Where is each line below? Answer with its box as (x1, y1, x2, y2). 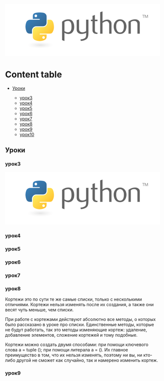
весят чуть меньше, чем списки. (5, 307, 74, 313)
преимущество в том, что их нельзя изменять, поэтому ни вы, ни (5, 352, 142, 358)
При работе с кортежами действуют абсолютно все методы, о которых (5, 316, 156, 322)
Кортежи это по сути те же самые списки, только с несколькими (5, 296, 142, 302)
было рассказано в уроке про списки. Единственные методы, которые (5, 322, 154, 328)
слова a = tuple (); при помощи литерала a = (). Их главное (5, 347, 129, 353)
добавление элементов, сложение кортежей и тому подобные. (5, 332, 138, 338)
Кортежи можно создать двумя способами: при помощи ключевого (5, 342, 149, 347)
